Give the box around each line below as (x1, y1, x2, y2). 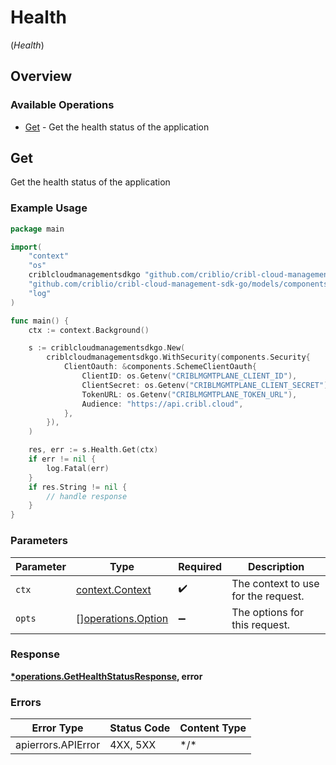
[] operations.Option (75, 611, 169, 625)
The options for (231, 605, 304, 619)
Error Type (31, 721, 84, 735)
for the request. (231, 589, 305, 603)
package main (10, 224, 65, 234)
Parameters (10, 534, 68, 548)
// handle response (46, 491, 128, 501)
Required (178, 559, 223, 573)
